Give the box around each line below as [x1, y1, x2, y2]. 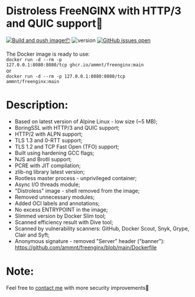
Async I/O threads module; [14, 181, 80, 188]
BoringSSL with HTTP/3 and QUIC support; [14, 124, 120, 131]
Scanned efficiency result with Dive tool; [14, 218, 113, 226]
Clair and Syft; [14, 231, 50, 238]
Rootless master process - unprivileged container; [14, 174, 137, 181]
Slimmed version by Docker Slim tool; [14, 212, 106, 219]
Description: [6, 98, 69, 112]
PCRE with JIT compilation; [14, 162, 81, 169]
